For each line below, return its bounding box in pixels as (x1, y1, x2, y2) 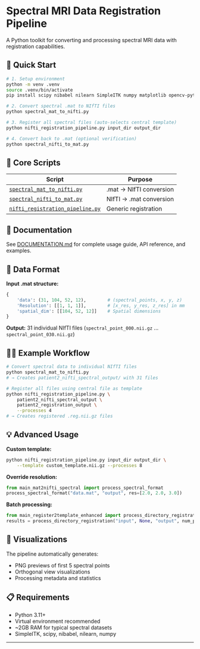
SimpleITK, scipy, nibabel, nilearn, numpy (14, 630, 117, 637)
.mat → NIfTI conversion (106, 186, 174, 194)
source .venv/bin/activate (6, 87, 73, 93)
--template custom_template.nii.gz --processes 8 (17, 462, 143, 468)
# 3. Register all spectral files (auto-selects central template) (6, 120, 177, 126)
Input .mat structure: (6, 280, 59, 287)
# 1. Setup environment (6, 76, 65, 81)
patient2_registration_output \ (17, 402, 97, 408)
